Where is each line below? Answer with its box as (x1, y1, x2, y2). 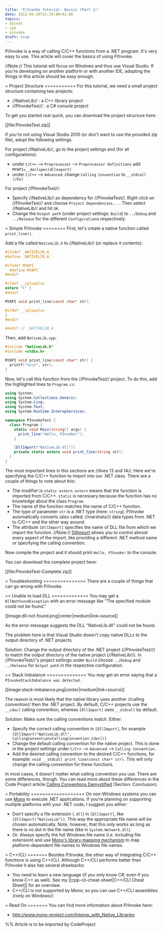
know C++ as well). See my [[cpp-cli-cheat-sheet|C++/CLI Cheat (12, 877, 144, 883)
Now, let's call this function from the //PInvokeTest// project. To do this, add (5, 376, 158, 382)
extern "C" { (5, 286, 32, 291)
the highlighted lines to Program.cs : (5, 381, 76, 387)
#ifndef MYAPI (5, 263, 34, 268)
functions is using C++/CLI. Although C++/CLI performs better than (5, 857, 141, 863)
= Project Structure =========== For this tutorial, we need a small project (5, 83, 158, 89)
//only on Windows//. (12, 893, 55, 899)
